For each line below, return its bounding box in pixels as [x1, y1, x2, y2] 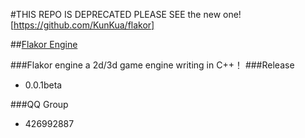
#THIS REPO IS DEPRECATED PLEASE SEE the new [10, 9, 222, 20]
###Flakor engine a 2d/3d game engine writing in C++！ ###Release [10, 59, 295, 71]
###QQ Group [10, 99, 69, 110]
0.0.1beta [24, 79, 63, 91]
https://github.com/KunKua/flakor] [13, 19, 155, 31]
